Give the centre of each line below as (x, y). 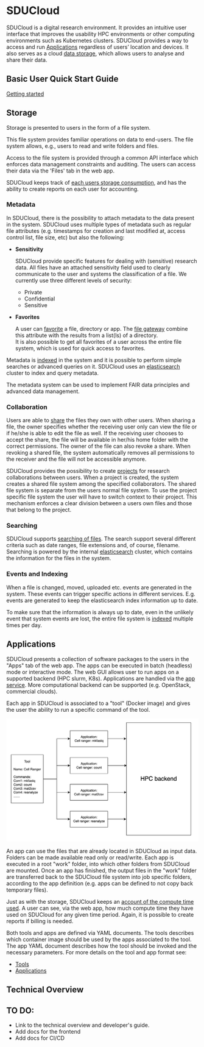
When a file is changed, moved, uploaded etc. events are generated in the (99, 587)
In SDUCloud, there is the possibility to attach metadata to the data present (100, 218)
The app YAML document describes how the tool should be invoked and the (101, 946)
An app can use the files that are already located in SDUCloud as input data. (102, 851)
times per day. (24, 625)
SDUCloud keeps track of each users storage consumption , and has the (97, 182)
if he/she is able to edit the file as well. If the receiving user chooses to (95, 433)
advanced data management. (43, 391)
